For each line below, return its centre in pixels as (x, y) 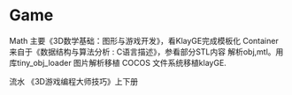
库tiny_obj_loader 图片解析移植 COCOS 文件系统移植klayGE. (118, 62)
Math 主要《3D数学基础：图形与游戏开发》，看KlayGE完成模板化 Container (144, 40)
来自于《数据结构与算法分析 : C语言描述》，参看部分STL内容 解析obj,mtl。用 (146, 51)
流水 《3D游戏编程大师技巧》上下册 (74, 81)
